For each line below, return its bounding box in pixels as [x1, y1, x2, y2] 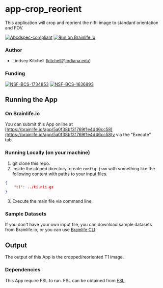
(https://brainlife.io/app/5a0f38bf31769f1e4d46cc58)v [5, 131, 115, 138]
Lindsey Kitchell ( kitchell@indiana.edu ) [12, 58, 91, 64]
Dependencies [5, 266, 41, 273]
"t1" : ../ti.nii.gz [14, 185, 54, 190]
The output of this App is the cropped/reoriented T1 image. [5, 254, 124, 260]
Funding [5, 70, 26, 77]
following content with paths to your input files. [12, 171, 108, 177]
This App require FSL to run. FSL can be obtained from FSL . [5, 277, 126, 283]
